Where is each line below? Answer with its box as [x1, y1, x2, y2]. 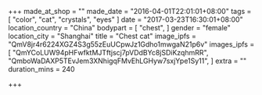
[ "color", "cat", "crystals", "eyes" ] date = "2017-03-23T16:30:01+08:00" [8, 15, 244, 24]
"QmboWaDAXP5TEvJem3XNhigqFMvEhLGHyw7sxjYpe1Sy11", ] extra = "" [8, 56, 247, 65]
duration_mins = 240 [8, 65, 76, 73]
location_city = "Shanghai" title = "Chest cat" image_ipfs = [8, 31, 197, 40]
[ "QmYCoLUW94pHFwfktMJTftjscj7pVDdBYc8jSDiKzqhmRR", [8, 48, 209, 57]
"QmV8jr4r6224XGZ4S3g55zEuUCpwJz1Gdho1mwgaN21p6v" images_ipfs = [8, 40, 255, 49]
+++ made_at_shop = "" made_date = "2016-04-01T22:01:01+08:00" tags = [8, 7, 252, 16]
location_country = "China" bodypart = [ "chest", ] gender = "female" [8, 23, 231, 32]
